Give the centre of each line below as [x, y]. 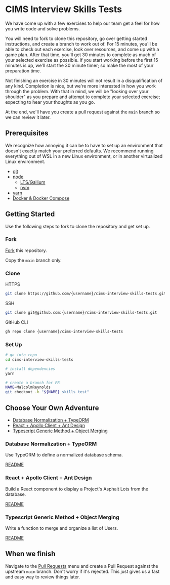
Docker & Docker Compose [41, 198]
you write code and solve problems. [42, 28]
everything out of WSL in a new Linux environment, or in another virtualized [84, 156]
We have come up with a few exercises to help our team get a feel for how [83, 23]
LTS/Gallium [33, 182]
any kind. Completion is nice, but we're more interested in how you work [80, 86]
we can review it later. [28, 117]
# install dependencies [30, 369]
